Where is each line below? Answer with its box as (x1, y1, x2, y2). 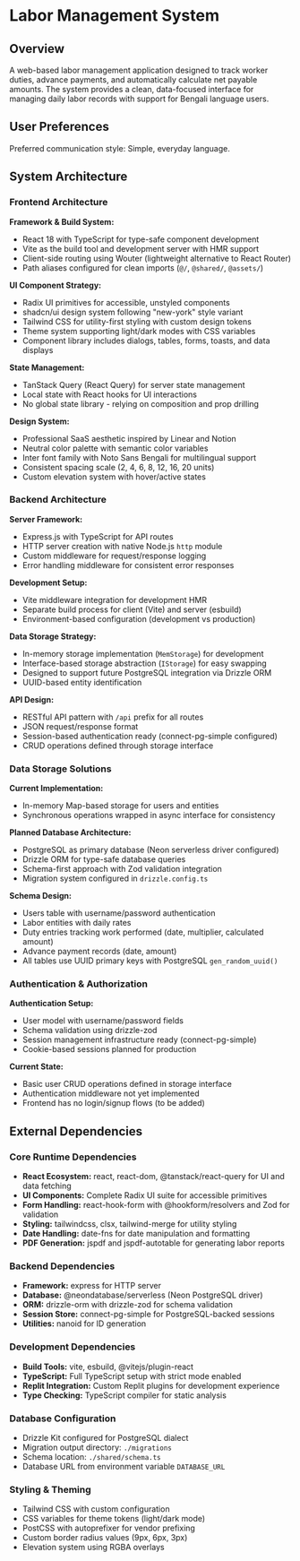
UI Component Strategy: (9, 280, 102, 290)
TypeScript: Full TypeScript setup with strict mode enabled (21, 1370, 242, 1381)
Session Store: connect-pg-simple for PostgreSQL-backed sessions (21, 1309, 275, 1320)
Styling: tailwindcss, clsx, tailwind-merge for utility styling (21, 1219, 237, 1229)
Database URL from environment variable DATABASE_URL (21, 1461, 226, 1471)
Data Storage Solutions (9, 763, 112, 775)
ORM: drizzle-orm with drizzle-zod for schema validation (21, 1299, 234, 1310)
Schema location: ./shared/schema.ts (21, 1451, 161, 1462)
